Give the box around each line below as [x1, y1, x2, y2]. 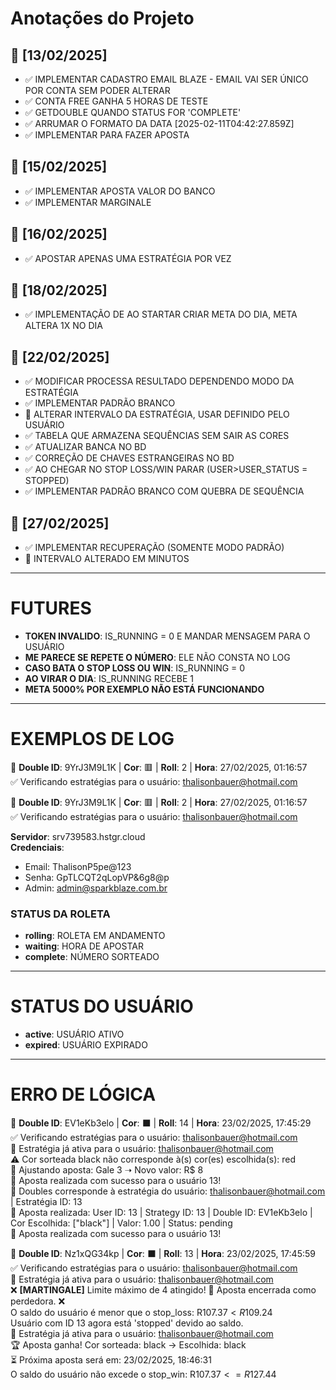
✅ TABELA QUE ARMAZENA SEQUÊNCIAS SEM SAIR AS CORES [24, 430, 290, 442]
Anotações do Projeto [10, 7, 195, 30]
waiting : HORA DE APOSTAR [24, 940, 144, 952]
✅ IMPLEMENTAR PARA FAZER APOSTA [24, 129, 190, 141]
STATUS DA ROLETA [10, 907, 111, 921]
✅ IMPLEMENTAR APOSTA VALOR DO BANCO [24, 185, 216, 197]
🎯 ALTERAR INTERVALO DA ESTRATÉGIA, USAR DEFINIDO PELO [24, 408, 290, 421]
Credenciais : [10, 841, 65, 853]
